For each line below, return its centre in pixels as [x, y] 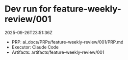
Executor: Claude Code [35, 47]
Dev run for [28, 9]
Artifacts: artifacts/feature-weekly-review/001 [58, 52]
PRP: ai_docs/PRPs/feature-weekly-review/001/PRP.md [67, 42]
